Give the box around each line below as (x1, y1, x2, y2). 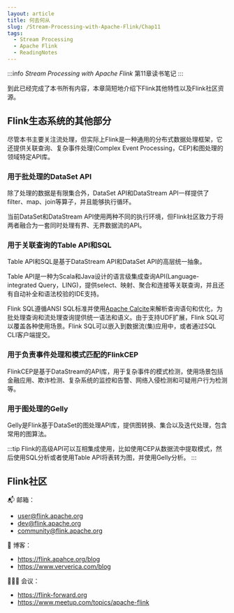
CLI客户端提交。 (7, 331, 54, 339)
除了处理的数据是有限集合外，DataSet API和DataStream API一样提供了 (7, 189, 210, 197)
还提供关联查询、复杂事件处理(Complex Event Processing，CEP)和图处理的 (7, 144, 224, 152)
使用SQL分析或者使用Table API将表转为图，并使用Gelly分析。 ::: (13, 453, 197, 461)
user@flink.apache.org (17, 511, 84, 520)
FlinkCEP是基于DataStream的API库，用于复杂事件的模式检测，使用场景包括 (7, 367, 224, 376)
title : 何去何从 (7, 17, 50, 24)
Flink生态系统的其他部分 (7, 115, 112, 127)
